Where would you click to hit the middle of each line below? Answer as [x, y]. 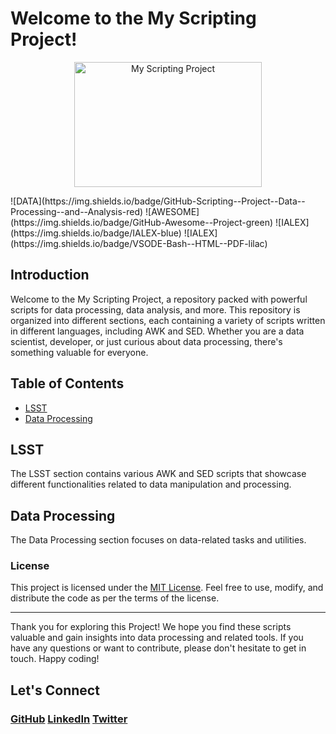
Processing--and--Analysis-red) [77, 211]
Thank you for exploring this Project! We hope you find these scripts [151, 627]
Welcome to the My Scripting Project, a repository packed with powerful [159, 299]
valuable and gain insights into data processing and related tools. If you [157, 638]
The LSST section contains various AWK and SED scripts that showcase [158, 474]
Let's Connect [55, 690]
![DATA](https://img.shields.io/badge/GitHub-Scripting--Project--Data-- [158, 201]
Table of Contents [67, 383]
